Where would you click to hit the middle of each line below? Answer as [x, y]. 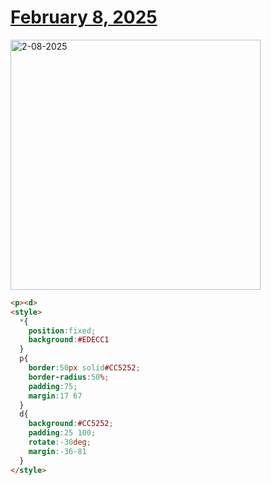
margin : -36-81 [57, 451]
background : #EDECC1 [69, 340]
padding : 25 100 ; [62, 433]
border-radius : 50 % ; [69, 377]
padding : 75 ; [53, 386]
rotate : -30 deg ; [60, 442]
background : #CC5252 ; [71, 424]
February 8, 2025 [84, 17]
